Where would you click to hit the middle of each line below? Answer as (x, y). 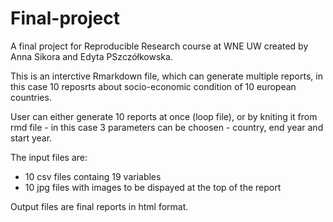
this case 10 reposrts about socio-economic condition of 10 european (153, 86)
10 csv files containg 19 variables (93, 176)
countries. (31, 97)
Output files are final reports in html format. (99, 206)
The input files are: (49, 157)
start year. (31, 138)
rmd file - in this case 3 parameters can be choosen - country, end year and (167, 127)
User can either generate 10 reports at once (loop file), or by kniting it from (164, 116)
